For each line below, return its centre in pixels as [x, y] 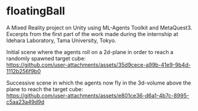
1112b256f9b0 [24, 71]
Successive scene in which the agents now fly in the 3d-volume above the [99, 83]
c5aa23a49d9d [25, 102]
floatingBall [36, 11]
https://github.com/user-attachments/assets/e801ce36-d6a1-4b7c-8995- [98, 95]
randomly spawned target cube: [46, 58]
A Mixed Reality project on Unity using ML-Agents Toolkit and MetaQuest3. [99, 28]
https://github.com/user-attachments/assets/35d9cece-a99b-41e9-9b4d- [99, 65]
